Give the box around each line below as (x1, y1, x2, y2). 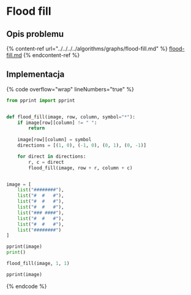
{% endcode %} (6, 282, 47, 289)
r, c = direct (28, 159, 64, 165)
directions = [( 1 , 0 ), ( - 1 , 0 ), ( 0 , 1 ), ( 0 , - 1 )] (17, 142, 147, 148)
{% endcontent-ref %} (23, 52, 80, 59)
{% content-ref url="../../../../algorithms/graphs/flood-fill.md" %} (6, 45, 168, 52)
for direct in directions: (17, 153, 86, 159)
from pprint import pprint (6, 97, 75, 104)
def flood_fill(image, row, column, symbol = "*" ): (6, 113, 136, 120)
